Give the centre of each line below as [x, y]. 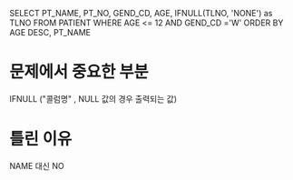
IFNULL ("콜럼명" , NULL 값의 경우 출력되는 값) [93, 98]
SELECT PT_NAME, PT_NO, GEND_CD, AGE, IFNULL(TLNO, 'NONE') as [141, 13]
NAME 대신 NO [37, 165]
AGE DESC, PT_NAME [50, 32]
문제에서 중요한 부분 [79, 72]
